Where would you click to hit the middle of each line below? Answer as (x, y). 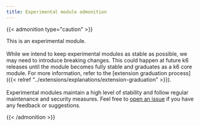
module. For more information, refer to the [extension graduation (87, 73)
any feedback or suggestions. (43, 105)
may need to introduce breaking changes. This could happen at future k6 (98, 60)
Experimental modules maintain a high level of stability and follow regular (98, 92)
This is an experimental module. (46, 41)
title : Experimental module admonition (57, 12)
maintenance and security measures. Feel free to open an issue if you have (100, 99)
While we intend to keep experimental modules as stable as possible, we (97, 54)
